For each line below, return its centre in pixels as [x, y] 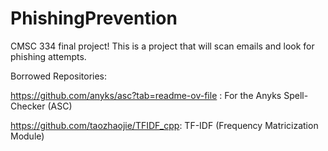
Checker [28, 106]
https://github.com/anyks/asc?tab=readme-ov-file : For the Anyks [146, 95]
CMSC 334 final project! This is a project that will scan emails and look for [162, 46]
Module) [27, 136]
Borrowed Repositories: [59, 76]
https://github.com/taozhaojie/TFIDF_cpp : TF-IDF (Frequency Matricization [164, 125]
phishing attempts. [48, 56]
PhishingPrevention [94, 18]
